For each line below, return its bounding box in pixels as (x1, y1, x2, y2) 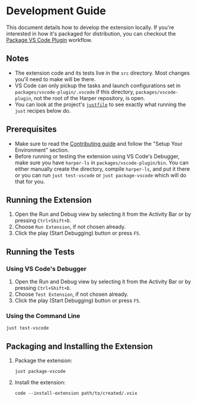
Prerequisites (6, 125, 57, 135)
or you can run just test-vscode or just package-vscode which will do (14, 171, 187, 178)
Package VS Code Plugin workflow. (6, 36, 93, 43)
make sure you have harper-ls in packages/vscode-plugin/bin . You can (14, 159, 189, 166)
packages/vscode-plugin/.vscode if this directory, (14, 88, 135, 95)
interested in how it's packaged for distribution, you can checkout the (6, 30, 176, 37)
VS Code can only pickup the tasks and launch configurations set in (14, 82, 181, 89)
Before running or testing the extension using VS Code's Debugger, (14, 152, 180, 159)
